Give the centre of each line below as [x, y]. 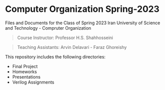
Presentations [26, 77]
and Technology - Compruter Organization [48, 28]
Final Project [25, 66]
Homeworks [24, 71]
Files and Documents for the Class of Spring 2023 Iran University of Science [83, 23]
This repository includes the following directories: [55, 57]
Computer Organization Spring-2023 [82, 9]
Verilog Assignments [33, 82]
